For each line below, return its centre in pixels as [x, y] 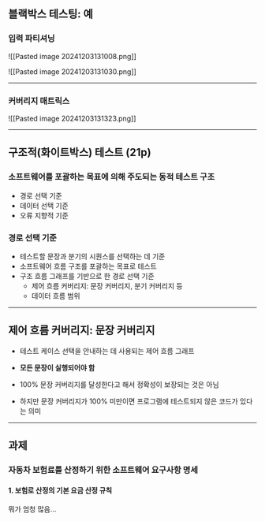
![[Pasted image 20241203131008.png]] [72, 56]
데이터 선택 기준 [44, 205]
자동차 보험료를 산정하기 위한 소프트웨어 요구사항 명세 [103, 470]
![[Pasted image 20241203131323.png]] [72, 118]
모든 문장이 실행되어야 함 [57, 367]
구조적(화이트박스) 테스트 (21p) [80, 153]
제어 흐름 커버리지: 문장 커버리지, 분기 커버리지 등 [107, 285]
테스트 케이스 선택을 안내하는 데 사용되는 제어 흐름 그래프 [107, 351]
